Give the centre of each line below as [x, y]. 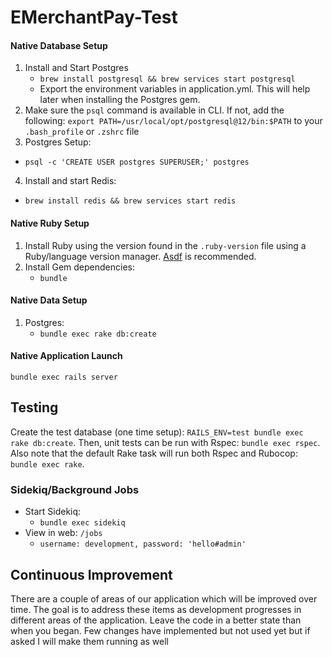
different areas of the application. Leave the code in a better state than [156, 620]
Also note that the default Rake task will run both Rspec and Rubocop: [154, 453]
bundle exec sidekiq [82, 523]
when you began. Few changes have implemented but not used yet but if [160, 630]
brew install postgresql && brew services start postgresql [167, 79]
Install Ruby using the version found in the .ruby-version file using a [165, 245]
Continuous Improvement [91, 574]
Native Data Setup [49, 300]
